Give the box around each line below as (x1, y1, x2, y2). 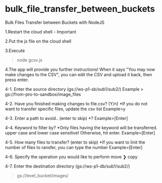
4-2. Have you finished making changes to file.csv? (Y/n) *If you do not (5, 100, 148, 106)
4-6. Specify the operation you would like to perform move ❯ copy (5, 154, 138, 160)
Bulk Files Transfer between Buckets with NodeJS (5, 19, 105, 25)
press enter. (5, 77, 29, 83)
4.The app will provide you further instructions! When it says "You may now (5, 67, 156, 72)
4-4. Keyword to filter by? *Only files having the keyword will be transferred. (5, 125, 158, 131)
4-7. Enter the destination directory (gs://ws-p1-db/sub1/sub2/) (5, 163, 131, 169)
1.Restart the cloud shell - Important (5, 29, 76, 34)
